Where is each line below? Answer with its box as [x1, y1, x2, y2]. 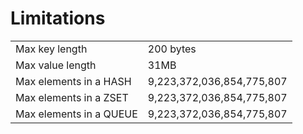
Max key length [15, 42, 88, 56]
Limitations [10, 7, 106, 30]
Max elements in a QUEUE [15, 107, 138, 121]
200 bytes [147, 42, 197, 56]
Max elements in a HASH [15, 74, 132, 88]
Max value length [15, 58, 97, 72]
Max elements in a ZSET [15, 90, 129, 104]
